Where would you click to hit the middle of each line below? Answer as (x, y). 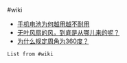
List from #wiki (30, 54)
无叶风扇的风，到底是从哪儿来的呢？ (68, 33)
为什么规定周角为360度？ (53, 41)
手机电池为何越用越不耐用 (53, 24)
